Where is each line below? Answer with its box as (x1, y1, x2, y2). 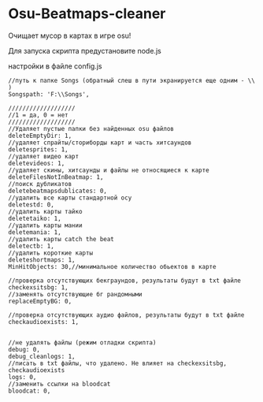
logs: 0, (8, 373, 37, 381)
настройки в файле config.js (8, 61, 102, 71)
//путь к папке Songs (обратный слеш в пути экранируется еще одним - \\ (8, 76, 256, 84)
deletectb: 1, (8, 242, 55, 250)
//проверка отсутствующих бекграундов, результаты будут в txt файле (8, 277, 242, 285)
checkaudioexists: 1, (8, 318, 80, 326)
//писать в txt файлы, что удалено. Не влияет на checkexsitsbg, (8, 359, 227, 367)
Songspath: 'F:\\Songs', (8, 90, 90, 99)
